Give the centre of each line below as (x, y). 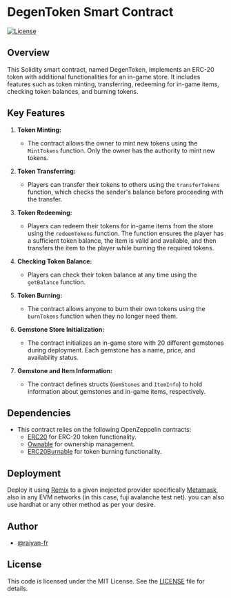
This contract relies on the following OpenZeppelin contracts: (104, 430)
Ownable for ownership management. (81, 444)
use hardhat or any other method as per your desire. (81, 505)
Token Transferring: (46, 171)
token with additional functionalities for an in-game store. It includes (104, 77)
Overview (29, 53)
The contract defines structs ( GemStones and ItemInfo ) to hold (115, 384)
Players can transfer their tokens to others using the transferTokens (124, 184)
